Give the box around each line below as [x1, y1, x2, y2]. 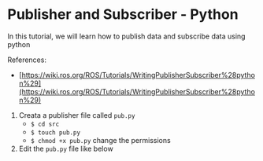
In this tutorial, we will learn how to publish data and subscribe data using [7, 31, 246, 41]
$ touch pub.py [30, 128, 80, 137]
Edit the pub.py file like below [18, 144, 113, 153]
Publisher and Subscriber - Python [7, 5, 239, 24]
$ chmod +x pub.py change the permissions [30, 135, 171, 145]
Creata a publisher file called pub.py [18, 110, 135, 119]
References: [7, 55, 46, 64]
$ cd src [30, 120, 60, 128]
